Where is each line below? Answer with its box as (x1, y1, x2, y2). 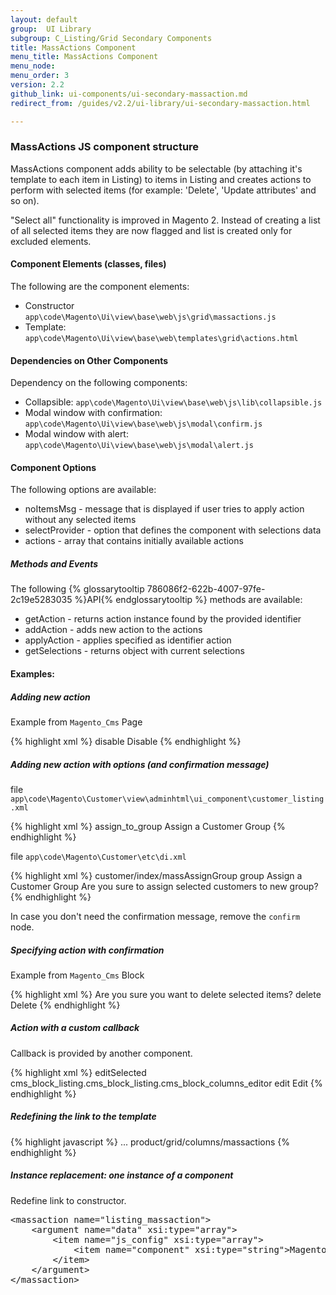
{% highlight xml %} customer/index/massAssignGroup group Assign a (10, 869, 303, 881)
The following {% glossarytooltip (10, 583, 145, 595)
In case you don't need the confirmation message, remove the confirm (10, 910, 301, 922)
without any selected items (24, 514, 137, 526)
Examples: (10, 667, 55, 680)
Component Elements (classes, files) (10, 258, 167, 270)
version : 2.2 (10, 80, 65, 90)
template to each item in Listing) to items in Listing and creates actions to (10, 173, 312, 185)
